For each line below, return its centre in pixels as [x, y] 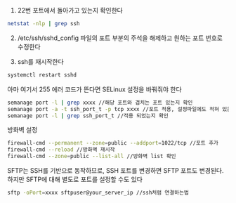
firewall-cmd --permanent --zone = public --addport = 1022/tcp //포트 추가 [113, 143]
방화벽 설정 [22, 130]
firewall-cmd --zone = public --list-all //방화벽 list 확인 [92, 157]
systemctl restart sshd [42, 75]
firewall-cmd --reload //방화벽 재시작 [61, 150]
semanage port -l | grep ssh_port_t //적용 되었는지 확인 [88, 116]
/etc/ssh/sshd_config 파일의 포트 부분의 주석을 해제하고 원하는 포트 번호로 [120, 38]
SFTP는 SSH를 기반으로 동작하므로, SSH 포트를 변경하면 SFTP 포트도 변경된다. [116, 170]
